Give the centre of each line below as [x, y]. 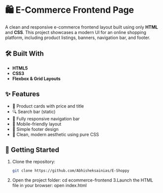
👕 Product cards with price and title [48, 106]
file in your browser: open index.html [49, 186]
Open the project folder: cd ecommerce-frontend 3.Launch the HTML [83, 180]
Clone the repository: [34, 162]
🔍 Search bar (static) [34, 112]
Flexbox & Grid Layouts [36, 78]
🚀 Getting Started [32, 150]
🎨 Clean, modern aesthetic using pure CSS [56, 134]
